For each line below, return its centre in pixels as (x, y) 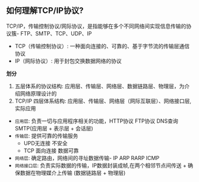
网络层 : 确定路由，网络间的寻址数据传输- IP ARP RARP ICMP (87, 158)
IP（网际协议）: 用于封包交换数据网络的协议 (68, 60)
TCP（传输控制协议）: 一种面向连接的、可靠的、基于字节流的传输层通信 (102, 46)
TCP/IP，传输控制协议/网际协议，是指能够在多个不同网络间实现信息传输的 (96, 26)
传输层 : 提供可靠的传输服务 (46, 136)
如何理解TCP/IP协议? (45, 11)
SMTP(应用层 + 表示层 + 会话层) (54, 128)
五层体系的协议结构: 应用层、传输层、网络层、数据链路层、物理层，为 (99, 86)
